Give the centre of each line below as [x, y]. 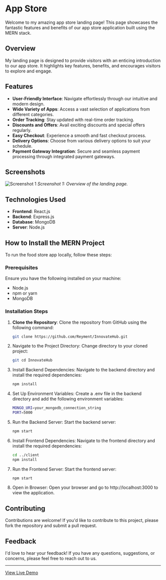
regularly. [22, 130]
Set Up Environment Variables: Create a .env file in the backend [77, 394]
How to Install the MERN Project [55, 243]
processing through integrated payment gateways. [64, 156]
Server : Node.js [28, 227]
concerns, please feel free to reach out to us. [51, 559]
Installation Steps [27, 311]
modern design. [28, 104]
